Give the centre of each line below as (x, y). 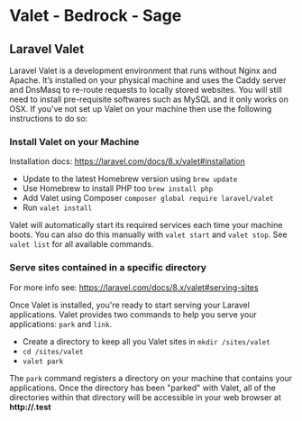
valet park (43, 362)
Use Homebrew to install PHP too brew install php (118, 188)
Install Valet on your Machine (74, 142)
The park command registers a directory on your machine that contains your (151, 378)
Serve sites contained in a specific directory (108, 268)
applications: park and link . (61, 324)
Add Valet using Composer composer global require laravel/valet (148, 198)
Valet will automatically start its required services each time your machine (146, 225)
